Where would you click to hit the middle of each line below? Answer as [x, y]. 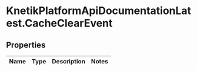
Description [69, 61]
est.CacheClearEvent [59, 23]
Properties [26, 45]
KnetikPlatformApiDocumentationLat [99, 11]
